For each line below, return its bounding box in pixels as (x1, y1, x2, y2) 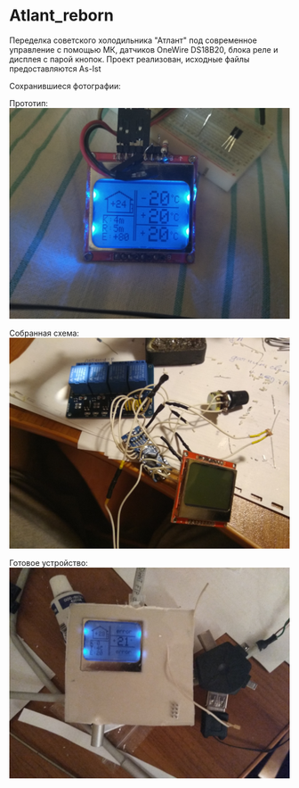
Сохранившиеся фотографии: (9, 80, 122, 91)
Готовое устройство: (9, 557, 89, 568)
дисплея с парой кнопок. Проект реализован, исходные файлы (9, 54, 250, 64)
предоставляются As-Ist (9, 63, 101, 74)
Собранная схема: (9, 328, 80, 338)
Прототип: (9, 97, 49, 108)
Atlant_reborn (9, 5, 114, 26)
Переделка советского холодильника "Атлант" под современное (9, 35, 258, 46)
